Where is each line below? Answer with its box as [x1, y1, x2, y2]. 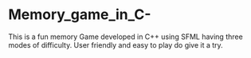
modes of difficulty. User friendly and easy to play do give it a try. [8, 40, 223, 49]
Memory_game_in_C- [8, 6, 151, 24]
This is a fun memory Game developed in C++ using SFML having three [8, 32, 243, 41]
